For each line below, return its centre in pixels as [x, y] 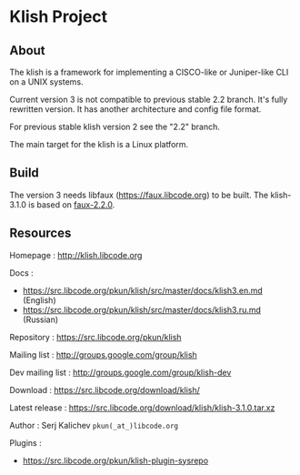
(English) [39, 300]
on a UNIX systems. [46, 82]
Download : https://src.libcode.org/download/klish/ [105, 389]
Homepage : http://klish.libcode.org [76, 255]
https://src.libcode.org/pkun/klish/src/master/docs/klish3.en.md [143, 290]
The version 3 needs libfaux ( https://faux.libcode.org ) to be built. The [139, 195]
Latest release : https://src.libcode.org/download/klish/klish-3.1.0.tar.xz [142, 408]
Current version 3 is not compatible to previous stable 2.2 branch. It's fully [149, 99]
